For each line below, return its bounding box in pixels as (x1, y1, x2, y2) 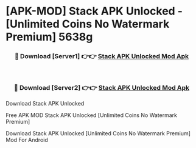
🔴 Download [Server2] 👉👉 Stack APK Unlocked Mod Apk (13, 84, 190, 92)
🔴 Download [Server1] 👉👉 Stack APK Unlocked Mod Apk (14, 52, 189, 61)
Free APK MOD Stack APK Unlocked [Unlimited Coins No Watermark (5, 111, 178, 119)
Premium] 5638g (5, 30, 93, 44)
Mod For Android (5, 136, 48, 143)
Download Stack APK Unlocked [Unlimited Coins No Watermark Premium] (5, 129, 191, 137)
